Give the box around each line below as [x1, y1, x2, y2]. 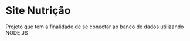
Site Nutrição [5, 4, 71, 17]
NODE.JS [5, 29, 28, 36]
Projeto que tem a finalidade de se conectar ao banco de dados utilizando [5, 23, 184, 30]
